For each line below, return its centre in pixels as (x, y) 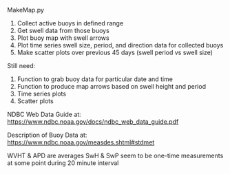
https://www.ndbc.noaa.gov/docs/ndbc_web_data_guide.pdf (93, 122)
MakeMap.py (26, 10)
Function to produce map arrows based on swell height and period (112, 86)
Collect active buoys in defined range (70, 23)
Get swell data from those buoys (63, 31)
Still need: (21, 66)
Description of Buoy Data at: (47, 135)
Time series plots (42, 94)
